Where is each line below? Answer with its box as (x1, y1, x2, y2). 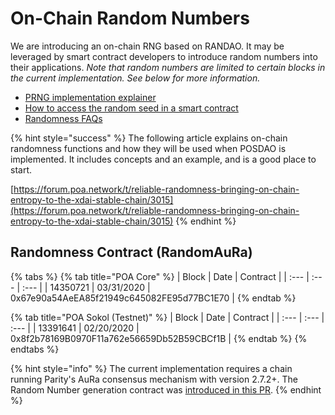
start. (10, 163, 33, 176)
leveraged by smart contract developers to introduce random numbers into (10, 50, 318, 62)
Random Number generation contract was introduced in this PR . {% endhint (10, 383, 322, 396)
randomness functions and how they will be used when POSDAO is (10, 142, 287, 154)
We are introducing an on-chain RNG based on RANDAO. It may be (10, 40, 285, 52)
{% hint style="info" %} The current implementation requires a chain (10, 362, 293, 374)
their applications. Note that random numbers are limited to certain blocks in (10, 61, 326, 73)
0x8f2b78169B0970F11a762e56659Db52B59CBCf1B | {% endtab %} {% (10, 332, 308, 344)
